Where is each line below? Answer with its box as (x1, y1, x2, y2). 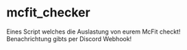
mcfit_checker (6, 5, 90, 21)
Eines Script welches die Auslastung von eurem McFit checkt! (6, 27, 181, 36)
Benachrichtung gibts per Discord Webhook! (6, 34, 132, 42)
